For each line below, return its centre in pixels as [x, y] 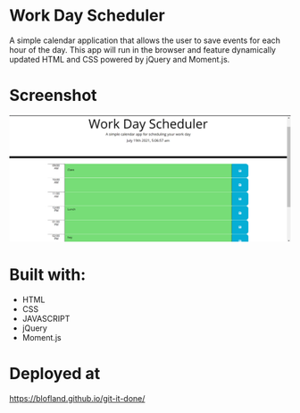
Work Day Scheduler [87, 16]
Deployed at [55, 373]
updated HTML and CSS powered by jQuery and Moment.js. [120, 59]
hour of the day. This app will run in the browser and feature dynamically [143, 49]
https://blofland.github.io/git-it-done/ [77, 398]
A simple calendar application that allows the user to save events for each [145, 40]
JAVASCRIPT [46, 318]
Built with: [48, 274]
